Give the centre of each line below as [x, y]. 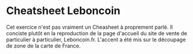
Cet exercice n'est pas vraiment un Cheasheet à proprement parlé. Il [89, 27]
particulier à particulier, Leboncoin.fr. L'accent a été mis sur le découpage [96, 39]
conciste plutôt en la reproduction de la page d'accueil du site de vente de [97, 33]
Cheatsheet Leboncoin [63, 11]
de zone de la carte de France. [44, 46]
